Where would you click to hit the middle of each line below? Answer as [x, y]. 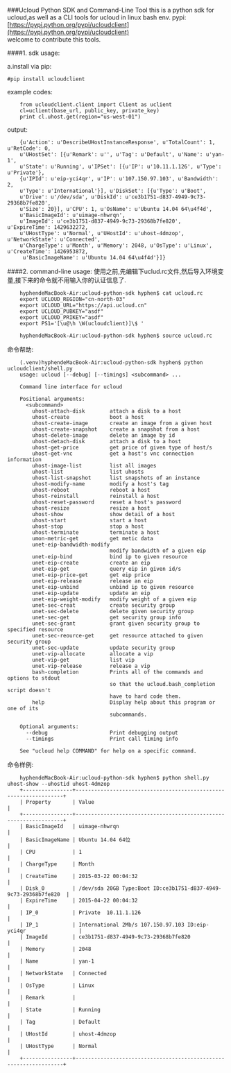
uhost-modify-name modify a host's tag [101, 484]
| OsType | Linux [57, 986]
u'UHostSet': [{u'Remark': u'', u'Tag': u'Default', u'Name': [111, 155]
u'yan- [215, 155]
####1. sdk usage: [34, 53]
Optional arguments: [49, 727]
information [24, 460]
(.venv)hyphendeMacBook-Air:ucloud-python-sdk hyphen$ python [111, 363]
